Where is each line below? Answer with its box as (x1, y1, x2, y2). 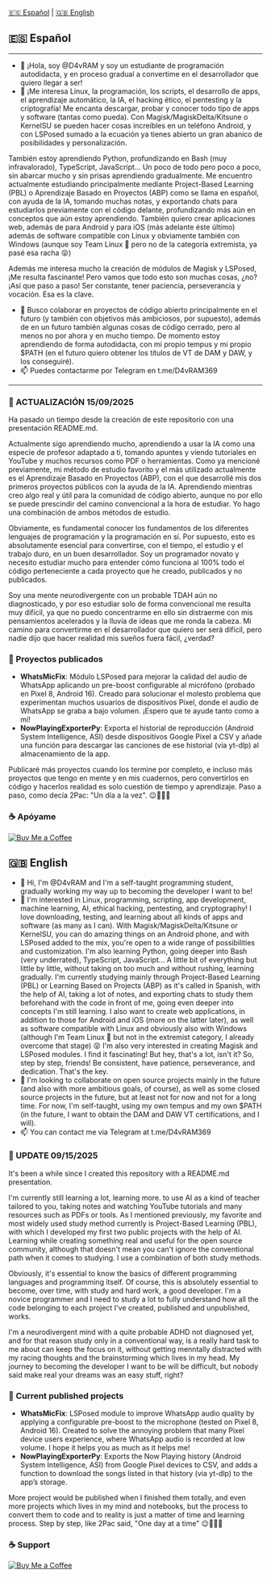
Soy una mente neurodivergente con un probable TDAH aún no (8, 591, 218, 600)
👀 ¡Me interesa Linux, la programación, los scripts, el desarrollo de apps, (19, 86, 261, 96)
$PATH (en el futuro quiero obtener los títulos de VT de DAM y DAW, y (19, 347, 252, 357)
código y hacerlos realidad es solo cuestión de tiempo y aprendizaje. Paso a (8, 782, 262, 792)
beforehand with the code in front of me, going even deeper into (19, 998, 234, 1008)
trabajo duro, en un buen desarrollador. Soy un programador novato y (8, 549, 240, 559)
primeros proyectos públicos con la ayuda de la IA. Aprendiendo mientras (8, 482, 252, 492)
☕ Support (8, 1539, 51, 1551)
